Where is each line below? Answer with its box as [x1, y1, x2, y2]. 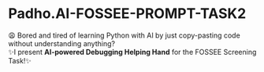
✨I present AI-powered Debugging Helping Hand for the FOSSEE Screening [8, 47, 257, 56]
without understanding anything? [8, 38, 116, 48]
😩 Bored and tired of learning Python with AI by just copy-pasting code [8, 31, 240, 40]
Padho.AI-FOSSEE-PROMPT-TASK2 [8, 5, 247, 23]
